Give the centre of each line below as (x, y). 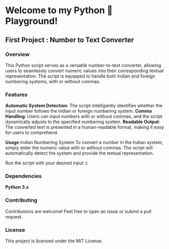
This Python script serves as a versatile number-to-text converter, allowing (83, 65)
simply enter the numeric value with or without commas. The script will (79, 148)
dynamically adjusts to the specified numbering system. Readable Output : (83, 122)
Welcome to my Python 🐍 (59, 10)
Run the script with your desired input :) (47, 163)
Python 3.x (17, 187)
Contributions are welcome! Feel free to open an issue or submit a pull (78, 211)
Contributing (21, 200)
